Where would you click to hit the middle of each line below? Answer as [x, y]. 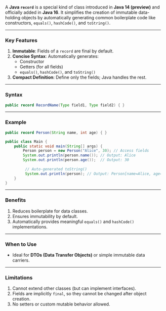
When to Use [21, 244]
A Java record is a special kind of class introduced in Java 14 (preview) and [83, 7]
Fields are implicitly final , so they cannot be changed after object [79, 294]
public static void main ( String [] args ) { [58, 146]
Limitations [19, 277]
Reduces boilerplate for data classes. [50, 211]
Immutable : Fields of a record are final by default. [63, 51]
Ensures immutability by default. [45, 216]
